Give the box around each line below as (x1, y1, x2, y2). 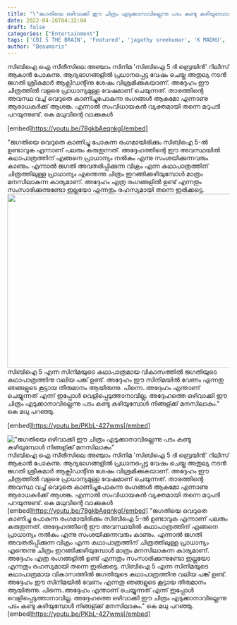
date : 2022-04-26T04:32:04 (7, 17, 87, 24)
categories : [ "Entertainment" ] (7, 30, 99, 37)
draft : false (7, 23, 46, 30)
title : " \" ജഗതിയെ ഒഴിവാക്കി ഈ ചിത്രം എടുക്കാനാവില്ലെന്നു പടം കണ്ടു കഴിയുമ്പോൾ (7, 10, 232, 18)
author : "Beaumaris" (7, 43, 68, 50)
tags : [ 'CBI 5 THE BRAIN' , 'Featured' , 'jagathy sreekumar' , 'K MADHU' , (7, 37, 226, 44)
